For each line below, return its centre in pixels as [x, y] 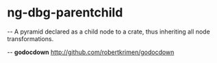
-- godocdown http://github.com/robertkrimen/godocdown [91, 52]
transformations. [30, 38]
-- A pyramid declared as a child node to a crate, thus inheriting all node [108, 32]
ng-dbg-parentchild [65, 13]
